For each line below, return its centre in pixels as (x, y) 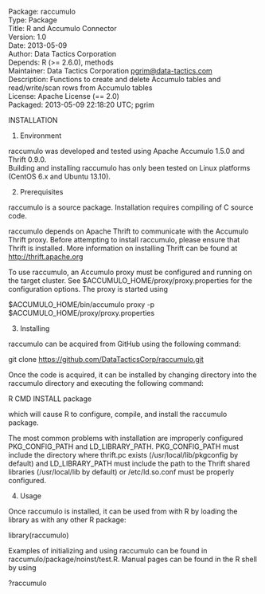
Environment (41, 136)
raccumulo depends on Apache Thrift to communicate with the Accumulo (129, 231)
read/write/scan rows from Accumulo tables (80, 88)
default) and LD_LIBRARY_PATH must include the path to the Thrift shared (129, 463)
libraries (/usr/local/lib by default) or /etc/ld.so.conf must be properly (121, 472)
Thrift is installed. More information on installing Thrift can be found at (123, 248)
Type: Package (33, 20)
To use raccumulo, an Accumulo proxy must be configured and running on (130, 272)
